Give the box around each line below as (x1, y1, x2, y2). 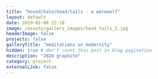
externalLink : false (6, 64, 57, 70)
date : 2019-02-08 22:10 (6, 20, 65, 26)
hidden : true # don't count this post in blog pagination (6, 48, 152, 53)
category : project (6, 58, 51, 64)
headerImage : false (6, 31, 54, 37)
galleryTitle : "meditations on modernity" (6, 42, 112, 48)
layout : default (6, 14, 46, 20)
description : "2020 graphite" (6, 53, 81, 59)
